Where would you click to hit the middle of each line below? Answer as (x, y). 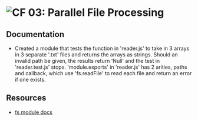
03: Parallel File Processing (96, 13)
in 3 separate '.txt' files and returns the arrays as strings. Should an (96, 55)
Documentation (35, 34)
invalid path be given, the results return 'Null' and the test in (87, 61)
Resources (26, 98)
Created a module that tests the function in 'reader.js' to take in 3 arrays (102, 48)
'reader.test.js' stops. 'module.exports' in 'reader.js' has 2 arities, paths (101, 67)
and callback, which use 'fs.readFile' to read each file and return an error (103, 73)
